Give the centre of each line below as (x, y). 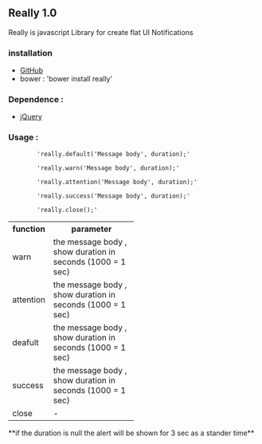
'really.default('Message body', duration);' (114, 154)
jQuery (31, 117)
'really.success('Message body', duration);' (114, 196)
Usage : (23, 137)
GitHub (31, 70)
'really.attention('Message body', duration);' (117, 182)
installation (31, 53)
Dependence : (36, 100)
